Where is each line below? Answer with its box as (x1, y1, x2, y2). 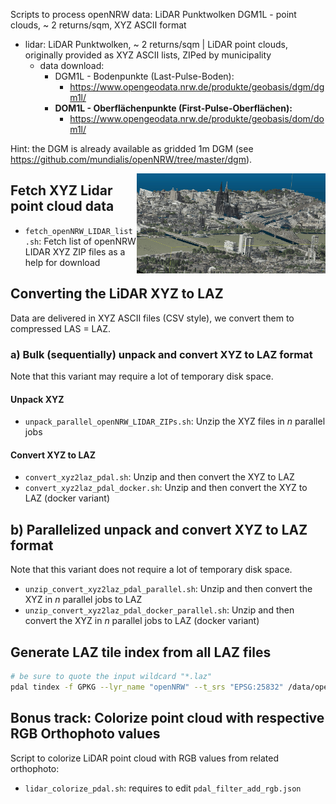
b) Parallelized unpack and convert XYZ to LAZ (10, 521, 308, 538)
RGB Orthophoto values (10, 725, 161, 743)
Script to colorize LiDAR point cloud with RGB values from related (10, 752, 279, 764)
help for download (24, 256, 101, 268)
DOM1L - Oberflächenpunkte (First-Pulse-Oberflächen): (54, 102, 293, 114)
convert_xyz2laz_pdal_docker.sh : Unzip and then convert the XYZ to (24, 482, 308, 494)
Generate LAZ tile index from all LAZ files (10, 644, 272, 661)
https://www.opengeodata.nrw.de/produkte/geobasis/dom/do (69, 113, 325, 124)
